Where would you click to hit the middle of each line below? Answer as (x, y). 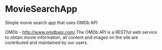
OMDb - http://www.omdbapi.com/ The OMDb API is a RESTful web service (81, 32)
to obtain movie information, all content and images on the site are (71, 37)
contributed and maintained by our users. (47, 42)
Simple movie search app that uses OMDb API (51, 23)
